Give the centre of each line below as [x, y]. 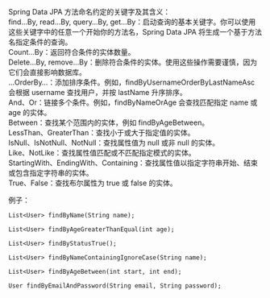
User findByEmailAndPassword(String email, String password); [115, 286]
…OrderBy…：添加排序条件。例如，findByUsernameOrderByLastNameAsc [132, 82]
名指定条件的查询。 [40, 42]
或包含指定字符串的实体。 [51, 173]
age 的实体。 [30, 112]
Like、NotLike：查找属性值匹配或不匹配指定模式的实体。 [102, 153]
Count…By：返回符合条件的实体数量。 [72, 52]
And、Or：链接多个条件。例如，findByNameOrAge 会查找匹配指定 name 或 [133, 102]
